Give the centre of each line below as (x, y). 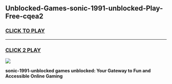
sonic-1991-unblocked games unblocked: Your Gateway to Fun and (78, 70)
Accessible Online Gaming (34, 76)
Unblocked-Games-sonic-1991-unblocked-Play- (84, 8)
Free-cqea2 (24, 17)
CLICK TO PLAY (25, 31)
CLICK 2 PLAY (23, 50)
